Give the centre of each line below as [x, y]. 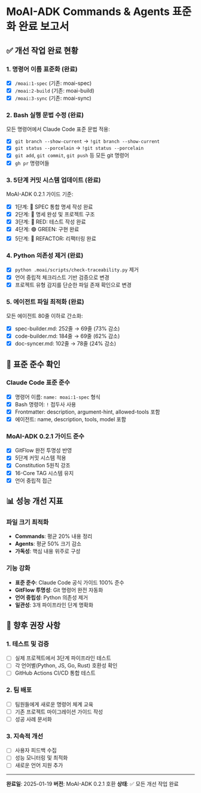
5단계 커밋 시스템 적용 [40, 458]
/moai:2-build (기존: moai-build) [54, 90]
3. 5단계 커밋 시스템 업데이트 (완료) [54, 180]
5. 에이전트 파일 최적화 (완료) [45, 302]
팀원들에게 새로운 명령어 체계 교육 [54, 704]
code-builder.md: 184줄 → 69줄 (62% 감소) [67, 336]
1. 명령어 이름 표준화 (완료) [42, 69]
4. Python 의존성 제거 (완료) [45, 256]
